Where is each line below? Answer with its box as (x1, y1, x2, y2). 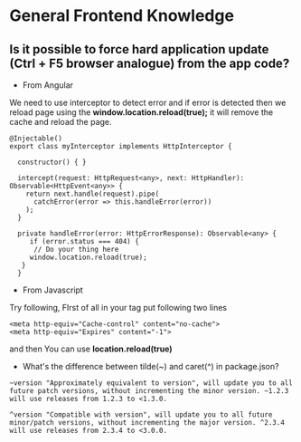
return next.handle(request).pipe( (25, 189, 160, 198)
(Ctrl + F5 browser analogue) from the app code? (9, 55, 290, 71)
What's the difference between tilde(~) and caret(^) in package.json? (22, 361, 279, 371)
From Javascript (22, 284, 83, 295)
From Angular (22, 80, 74, 91)
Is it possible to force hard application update (9, 42, 269, 57)
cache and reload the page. (9, 117, 112, 127)
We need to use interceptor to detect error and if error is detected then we (9, 97, 287, 108)
